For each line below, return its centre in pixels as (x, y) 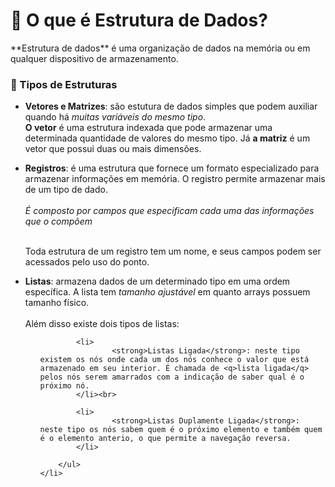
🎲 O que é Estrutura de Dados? (139, 20)
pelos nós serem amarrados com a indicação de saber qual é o (172, 377)
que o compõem (58, 221)
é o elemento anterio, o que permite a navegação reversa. (165, 439)
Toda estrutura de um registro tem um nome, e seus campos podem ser (173, 251)
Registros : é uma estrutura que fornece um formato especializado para (172, 168)
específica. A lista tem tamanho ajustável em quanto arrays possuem (167, 292)
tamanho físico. (57, 303)
